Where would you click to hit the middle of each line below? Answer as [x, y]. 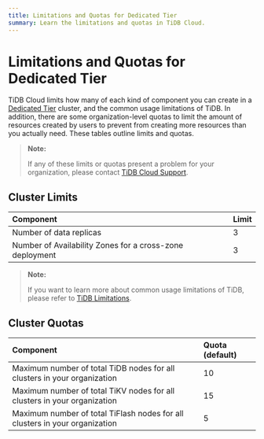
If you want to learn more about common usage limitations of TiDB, [136, 290]
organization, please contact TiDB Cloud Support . [108, 172]
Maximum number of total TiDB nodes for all [93, 368]
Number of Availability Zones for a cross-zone [98, 245]
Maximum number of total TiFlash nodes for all [98, 414]
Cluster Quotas [46, 323]
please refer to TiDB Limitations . [79, 298]
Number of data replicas [57, 233]
